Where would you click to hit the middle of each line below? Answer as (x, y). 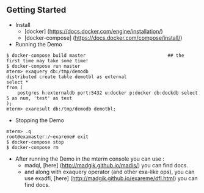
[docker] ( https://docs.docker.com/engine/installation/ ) (93, 31)
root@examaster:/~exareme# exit (47, 137)
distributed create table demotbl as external (67, 77)
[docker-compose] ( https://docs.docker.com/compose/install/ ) (103, 38)
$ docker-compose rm (33, 147)
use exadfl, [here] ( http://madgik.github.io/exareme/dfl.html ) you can (111, 178)
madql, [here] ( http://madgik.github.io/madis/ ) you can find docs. (106, 165)
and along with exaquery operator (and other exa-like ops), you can (109, 172)
